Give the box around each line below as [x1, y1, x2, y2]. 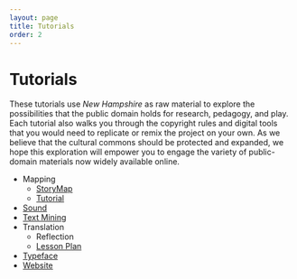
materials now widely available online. [39, 156, 181, 167]
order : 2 [9, 30, 42, 39]
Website [22, 260, 54, 271]
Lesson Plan [35, 241, 82, 252]
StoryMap [35, 183, 73, 194]
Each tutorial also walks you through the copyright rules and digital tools [9, 118, 278, 129]
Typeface [22, 250, 59, 262]
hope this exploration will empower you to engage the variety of [9, 146, 247, 158]
